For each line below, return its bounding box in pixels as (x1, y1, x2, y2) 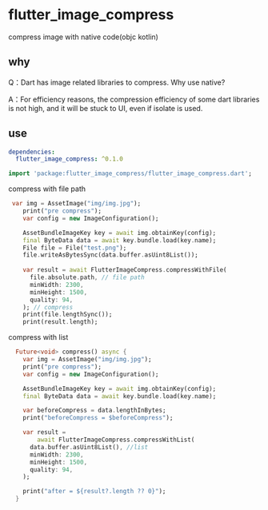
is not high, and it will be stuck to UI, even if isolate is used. (8, 103, 203, 113)
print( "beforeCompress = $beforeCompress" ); (22, 414, 174, 422)
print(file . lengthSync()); (22, 310, 113, 319)
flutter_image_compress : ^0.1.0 (15, 155, 124, 163)
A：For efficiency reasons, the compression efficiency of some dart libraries (8, 94, 260, 104)
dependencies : (8, 148, 56, 156)
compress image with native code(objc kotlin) (8, 32, 158, 42)
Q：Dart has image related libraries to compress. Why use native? (8, 78, 226, 87)
